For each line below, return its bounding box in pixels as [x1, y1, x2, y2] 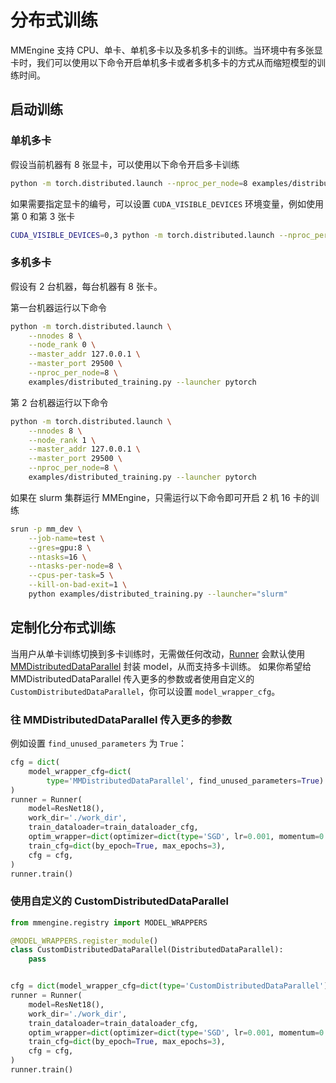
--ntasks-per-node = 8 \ [28, 561, 123, 571]
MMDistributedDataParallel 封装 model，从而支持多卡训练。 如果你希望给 [10, 660, 312, 672]
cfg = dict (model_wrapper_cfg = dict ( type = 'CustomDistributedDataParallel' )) [10, 981, 333, 991]
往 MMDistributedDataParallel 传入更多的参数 [10, 712, 232, 726]
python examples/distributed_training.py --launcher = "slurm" [28, 589, 288, 600]
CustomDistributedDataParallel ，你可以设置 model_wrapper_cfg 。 [10, 685, 281, 697]
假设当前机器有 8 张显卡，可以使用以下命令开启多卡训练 [10, 158, 240, 170]
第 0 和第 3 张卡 [10, 210, 76, 222]
